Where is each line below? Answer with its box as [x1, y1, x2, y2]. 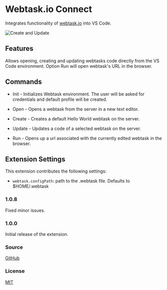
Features [5, 44, 33, 53]
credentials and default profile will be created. [12, 96, 107, 102]
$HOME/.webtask [12, 183, 49, 189]
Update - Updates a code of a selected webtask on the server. [12, 125, 141, 131]
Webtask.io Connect [5, 4, 92, 15]
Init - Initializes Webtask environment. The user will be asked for [12, 91, 145, 97]
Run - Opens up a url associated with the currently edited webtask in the [12, 135, 162, 141]
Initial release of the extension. [5, 231, 68, 237]
